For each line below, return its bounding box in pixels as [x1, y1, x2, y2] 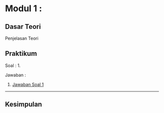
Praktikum [5, 49, 38, 58]
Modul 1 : [5, 3, 42, 14]
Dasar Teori [5, 23, 41, 31]
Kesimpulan [5, 100, 42, 109]
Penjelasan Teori [5, 35, 39, 41]
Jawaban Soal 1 [12, 81, 44, 87]
